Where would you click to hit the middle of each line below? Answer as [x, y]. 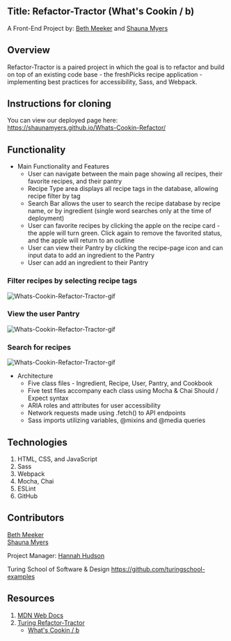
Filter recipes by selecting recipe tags [72, 281]
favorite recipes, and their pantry [75, 181]
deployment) [46, 218]
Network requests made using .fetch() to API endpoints [107, 413]
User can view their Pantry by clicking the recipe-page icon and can [125, 248]
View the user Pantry [43, 314]
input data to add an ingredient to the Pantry [91, 255]
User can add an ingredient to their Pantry [88, 263]
